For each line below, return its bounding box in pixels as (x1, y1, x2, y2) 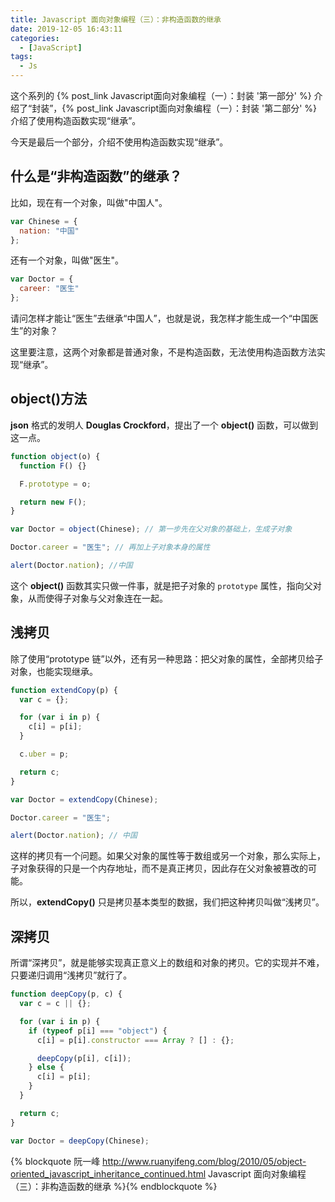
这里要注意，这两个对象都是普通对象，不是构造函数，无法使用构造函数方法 (10, 346, 317, 358)
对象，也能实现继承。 (10, 665, 98, 677)
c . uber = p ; (19, 749, 70, 760)
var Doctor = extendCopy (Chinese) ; (10, 794, 159, 805)
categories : (10, 33, 60, 43)
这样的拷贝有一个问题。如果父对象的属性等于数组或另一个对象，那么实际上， (10, 850, 326, 862)
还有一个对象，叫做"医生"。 (10, 254, 125, 266)
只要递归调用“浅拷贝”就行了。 (10, 969, 133, 981)
